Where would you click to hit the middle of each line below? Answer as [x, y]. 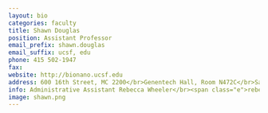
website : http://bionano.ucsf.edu [66, 75]
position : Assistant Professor [60, 38]
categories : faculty [43, 23]
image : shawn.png [37, 97]
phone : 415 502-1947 [43, 60]
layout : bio [28, 16]
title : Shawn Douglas [44, 30]
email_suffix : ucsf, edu [49, 53]
